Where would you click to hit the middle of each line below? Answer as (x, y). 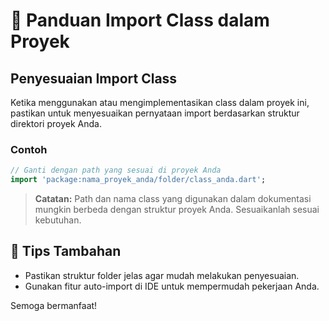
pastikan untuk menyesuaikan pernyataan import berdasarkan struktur (155, 113)
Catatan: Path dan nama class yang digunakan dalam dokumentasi (173, 199)
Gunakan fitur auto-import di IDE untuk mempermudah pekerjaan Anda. (172, 286)
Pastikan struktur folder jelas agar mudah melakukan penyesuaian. (162, 275)
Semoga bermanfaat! (54, 305)
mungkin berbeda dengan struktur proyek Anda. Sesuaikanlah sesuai (177, 210)
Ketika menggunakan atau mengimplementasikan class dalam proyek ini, (160, 102)
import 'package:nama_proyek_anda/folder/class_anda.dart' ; (138, 180)
